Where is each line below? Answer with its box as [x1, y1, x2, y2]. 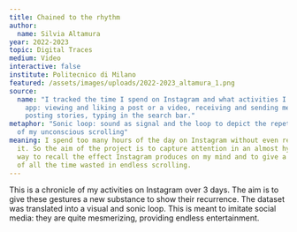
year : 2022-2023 [9, 37, 69, 47]
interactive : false [9, 63, 81, 71]
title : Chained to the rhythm [9, 12, 121, 22]
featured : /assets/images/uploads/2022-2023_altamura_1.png [9, 79, 236, 87]
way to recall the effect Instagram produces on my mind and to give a [17, 152, 287, 161]
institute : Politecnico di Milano [9, 71, 137, 79]
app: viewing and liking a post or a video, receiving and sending [25, 103, 278, 112]
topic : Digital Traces [9, 46, 93, 55]
